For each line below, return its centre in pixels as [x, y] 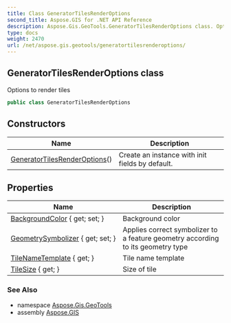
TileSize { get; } [35, 269]
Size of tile [140, 269]
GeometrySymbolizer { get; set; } [63, 238]
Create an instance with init [163, 155]
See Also [22, 290]
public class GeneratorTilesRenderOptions [69, 102]
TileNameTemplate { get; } [53, 258]
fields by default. [146, 164]
